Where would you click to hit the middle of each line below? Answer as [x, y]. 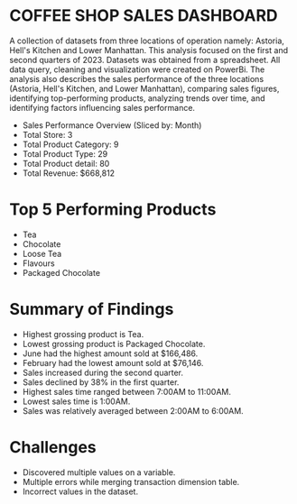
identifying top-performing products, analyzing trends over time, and [137, 98]
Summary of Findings [92, 310]
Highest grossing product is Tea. [83, 334]
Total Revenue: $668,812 [69, 173]
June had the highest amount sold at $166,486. [110, 353]
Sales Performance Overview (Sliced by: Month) [112, 125]
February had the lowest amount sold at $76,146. [113, 362]
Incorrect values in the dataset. [80, 491]
